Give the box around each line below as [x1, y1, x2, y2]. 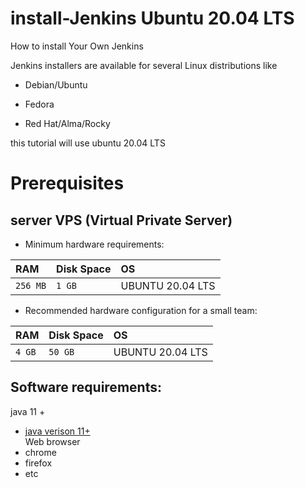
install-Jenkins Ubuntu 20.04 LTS [10, 7, 295, 30]
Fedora [24, 98, 55, 110]
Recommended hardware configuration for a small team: [24, 304, 258, 316]
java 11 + [10, 405, 46, 417]
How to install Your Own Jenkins [10, 40, 144, 52]
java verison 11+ [24, 425, 91, 437]
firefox [24, 457, 53, 469]
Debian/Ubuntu [24, 78, 88, 91]
